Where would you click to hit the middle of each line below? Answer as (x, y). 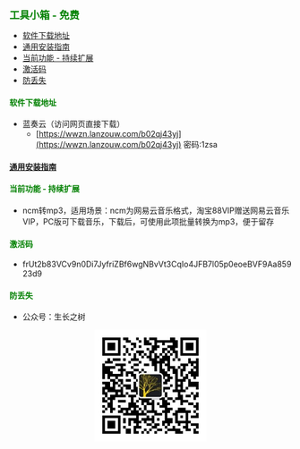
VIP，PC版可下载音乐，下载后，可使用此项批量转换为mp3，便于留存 (148, 221)
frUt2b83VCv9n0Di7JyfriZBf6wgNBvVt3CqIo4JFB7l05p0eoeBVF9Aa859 (157, 264)
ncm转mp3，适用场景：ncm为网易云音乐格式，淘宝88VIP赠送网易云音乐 (156, 210)
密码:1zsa (200, 145)
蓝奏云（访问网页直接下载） (73, 124)
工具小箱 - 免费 (44, 15)
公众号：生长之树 (54, 317)
